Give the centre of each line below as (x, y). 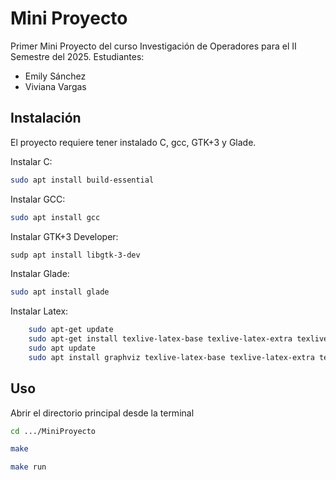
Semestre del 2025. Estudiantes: (77, 56)
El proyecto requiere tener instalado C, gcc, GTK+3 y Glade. (133, 142)
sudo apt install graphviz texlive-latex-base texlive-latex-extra (171, 357)
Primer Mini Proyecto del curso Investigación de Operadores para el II (153, 46)
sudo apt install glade (60, 292)
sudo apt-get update (71, 330)
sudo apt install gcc (55, 217)
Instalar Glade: (40, 274)
